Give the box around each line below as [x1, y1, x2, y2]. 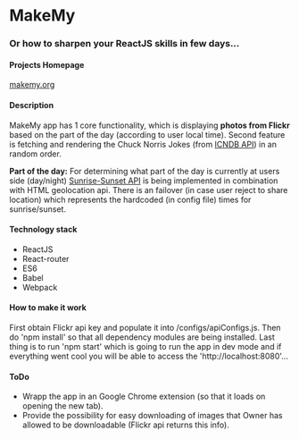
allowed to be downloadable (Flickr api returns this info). [21, 419, 229, 430]
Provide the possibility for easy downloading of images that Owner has [21, 410, 283, 421]
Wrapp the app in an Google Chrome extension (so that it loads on [21, 391, 266, 402]
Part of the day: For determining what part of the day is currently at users [9, 165, 280, 176]
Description [9, 99, 54, 110]
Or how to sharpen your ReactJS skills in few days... [9, 38, 240, 50]
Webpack [21, 282, 58, 292]
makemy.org [9, 80, 55, 90]
